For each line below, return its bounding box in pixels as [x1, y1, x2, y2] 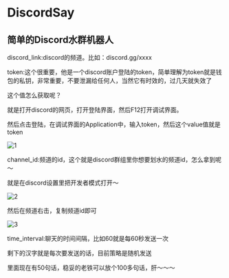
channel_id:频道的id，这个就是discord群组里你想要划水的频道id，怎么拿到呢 [7, 156, 222, 163]
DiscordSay [7, 5, 75, 21]
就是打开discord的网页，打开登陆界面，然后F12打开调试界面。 [7, 106, 183, 114]
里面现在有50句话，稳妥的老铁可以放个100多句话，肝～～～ [7, 264, 175, 272]
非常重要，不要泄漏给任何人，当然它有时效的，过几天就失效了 [36, 77, 212, 84]
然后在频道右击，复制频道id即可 [7, 207, 97, 214]
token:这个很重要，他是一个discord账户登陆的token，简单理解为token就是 [7, 68, 217, 76]
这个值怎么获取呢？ [7, 91, 62, 99]
